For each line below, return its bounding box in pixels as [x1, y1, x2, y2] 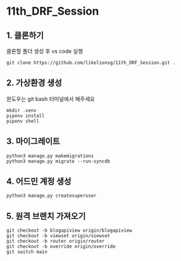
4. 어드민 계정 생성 [6, 176, 72, 187]
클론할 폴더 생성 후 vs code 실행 [6, 48, 83, 54]
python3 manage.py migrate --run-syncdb [6, 158, 111, 164]
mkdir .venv [6, 107, 37, 114]
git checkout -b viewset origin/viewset [6, 233, 111, 239]
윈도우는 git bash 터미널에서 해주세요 [6, 95, 95, 102]
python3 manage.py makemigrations [6, 153, 94, 159]
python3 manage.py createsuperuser [6, 193, 97, 199]
